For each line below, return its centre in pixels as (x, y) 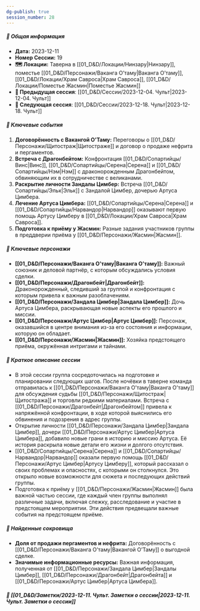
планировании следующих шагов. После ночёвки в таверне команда (103, 381)
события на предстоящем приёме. (59, 515)
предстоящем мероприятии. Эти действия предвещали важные (97, 508)
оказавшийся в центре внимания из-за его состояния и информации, (103, 327)
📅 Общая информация (36, 36)
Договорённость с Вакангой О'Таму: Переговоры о (82, 140)
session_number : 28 (30, 17)
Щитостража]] (33, 400)
